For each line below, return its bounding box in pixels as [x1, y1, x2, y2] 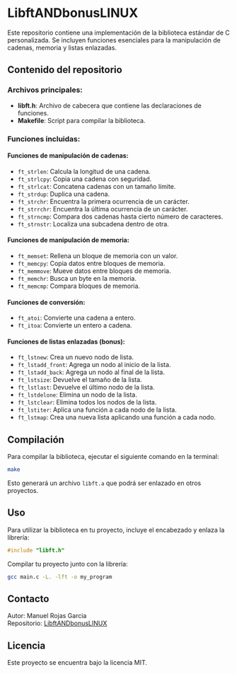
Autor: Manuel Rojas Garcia [7, 612, 87, 620]
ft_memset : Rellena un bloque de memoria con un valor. [17, 251, 178, 260]
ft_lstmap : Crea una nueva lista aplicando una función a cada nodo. [17, 413, 216, 422]
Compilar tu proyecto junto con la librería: [7, 559, 129, 568]
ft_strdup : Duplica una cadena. [17, 190, 110, 198]
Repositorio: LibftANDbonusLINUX [7, 619, 108, 627]
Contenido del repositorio [7, 64, 122, 76]
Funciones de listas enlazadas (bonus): [7, 337, 125, 346]
